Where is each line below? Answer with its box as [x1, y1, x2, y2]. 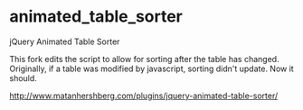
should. [9, 72, 38, 83]
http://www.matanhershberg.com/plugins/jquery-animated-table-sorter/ [9, 90, 279, 101]
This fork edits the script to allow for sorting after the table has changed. [9, 53, 279, 64]
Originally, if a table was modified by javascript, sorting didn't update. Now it [9, 63, 294, 74]
